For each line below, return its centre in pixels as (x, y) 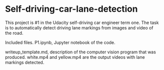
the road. (14, 33)
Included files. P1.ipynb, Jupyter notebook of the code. (60, 42)
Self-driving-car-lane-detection (71, 9)
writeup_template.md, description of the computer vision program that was (81, 52)
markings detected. (25, 62)
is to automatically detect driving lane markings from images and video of (79, 27)
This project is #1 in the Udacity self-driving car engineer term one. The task (82, 23)
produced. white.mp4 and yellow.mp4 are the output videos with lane (75, 57)
